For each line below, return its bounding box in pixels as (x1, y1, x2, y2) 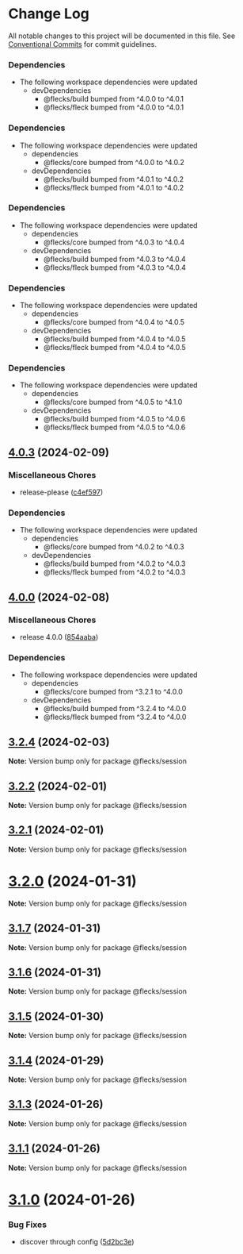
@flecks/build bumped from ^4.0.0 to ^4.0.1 (43, 94, 184, 104)
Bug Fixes (8, 1219, 47, 1230)
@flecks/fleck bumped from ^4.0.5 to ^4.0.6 (43, 422, 186, 433)
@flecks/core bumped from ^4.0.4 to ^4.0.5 (43, 317, 184, 327)
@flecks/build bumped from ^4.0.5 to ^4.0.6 (43, 414, 186, 424)
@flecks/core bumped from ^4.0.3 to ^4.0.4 (43, 237, 184, 247)
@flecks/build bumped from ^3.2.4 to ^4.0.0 (43, 704, 187, 714)
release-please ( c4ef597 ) (19, 487, 104, 497)
